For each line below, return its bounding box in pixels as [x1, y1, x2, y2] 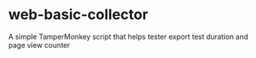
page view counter [8, 40, 71, 49]
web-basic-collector [8, 6, 148, 24]
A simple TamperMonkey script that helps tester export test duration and [8, 32, 249, 41]
